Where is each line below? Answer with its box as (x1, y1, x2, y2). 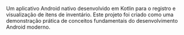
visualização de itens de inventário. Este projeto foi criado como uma (6, 11, 174, 18)
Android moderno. (6, 23, 51, 30)
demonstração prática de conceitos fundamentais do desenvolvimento (6, 17, 178, 24)
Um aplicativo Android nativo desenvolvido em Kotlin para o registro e (6, 5, 176, 12)
